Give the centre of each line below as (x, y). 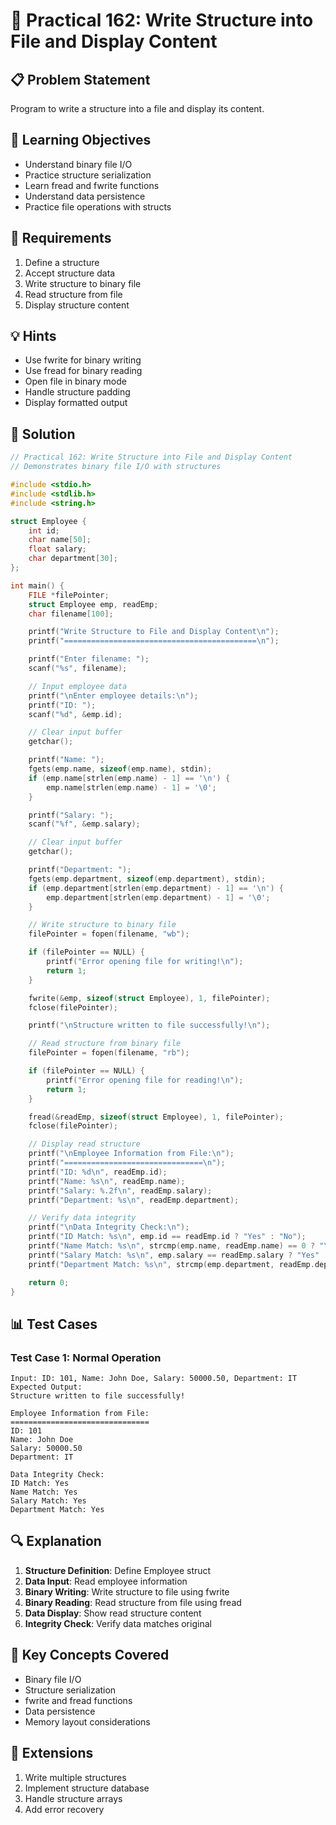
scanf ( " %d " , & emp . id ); (75, 714)
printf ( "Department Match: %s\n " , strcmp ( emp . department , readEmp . (171, 1264)
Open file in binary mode (75, 381)
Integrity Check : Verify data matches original (118, 1623)
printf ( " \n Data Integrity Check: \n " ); (109, 1227)
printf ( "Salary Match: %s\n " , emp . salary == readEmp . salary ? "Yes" (174, 1255)
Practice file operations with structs (98, 206)
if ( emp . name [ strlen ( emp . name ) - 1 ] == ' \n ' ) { (129, 778)
